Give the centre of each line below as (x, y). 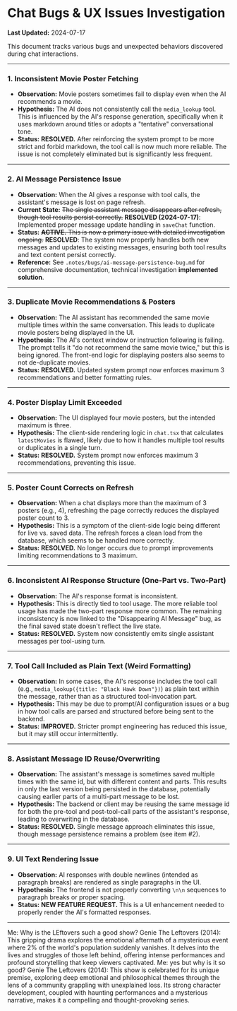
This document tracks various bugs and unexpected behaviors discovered (115, 46)
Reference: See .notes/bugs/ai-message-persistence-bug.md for (111, 262)
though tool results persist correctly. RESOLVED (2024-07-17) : (109, 217)
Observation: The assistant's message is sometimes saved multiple (116, 774)
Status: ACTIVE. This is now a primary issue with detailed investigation (121, 232)
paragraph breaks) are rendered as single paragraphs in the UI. (109, 882)
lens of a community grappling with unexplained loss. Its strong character (114, 985)
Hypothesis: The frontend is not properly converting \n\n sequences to (122, 889)
